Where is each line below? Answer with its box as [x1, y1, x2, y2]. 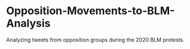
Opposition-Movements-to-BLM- [6, 4, 175, 18]
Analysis [6, 17, 51, 30]
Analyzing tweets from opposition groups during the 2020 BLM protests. [6, 36, 185, 43]
